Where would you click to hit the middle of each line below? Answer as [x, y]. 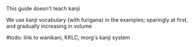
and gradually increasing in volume [49, 26]
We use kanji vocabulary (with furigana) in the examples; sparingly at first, [97, 20]
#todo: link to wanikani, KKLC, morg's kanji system [68, 37]
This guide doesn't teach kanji [43, 9]
